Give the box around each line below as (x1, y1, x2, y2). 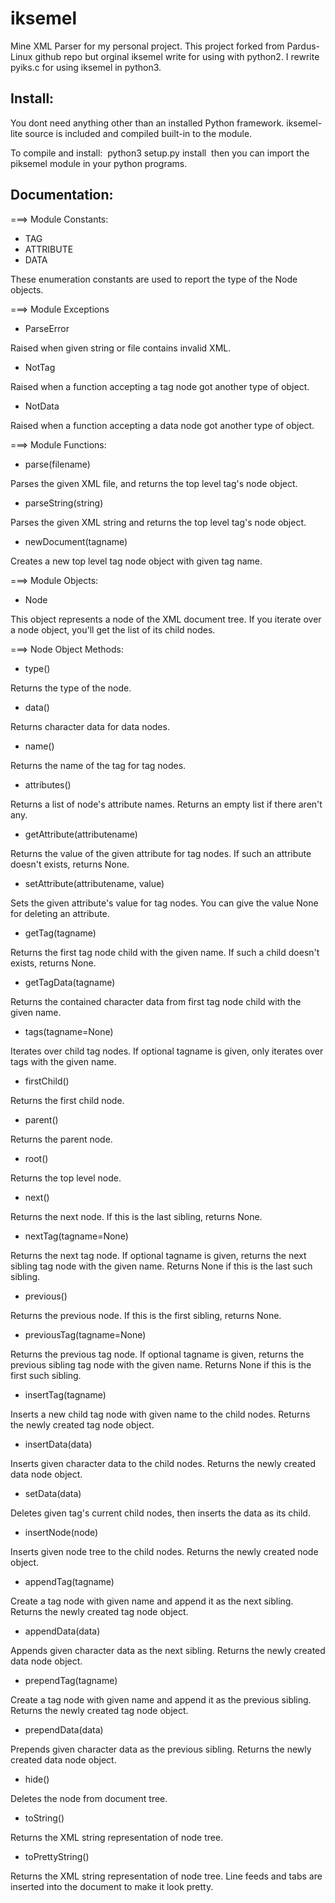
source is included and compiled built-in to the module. (24, 127, 253, 139)
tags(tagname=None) (24, 1025, 114, 1037)
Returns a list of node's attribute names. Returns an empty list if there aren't (10, 798, 323, 810)
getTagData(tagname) (24, 976, 116, 988)
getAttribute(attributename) (24, 828, 138, 840)
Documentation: (10, 187, 114, 204)
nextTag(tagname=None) (24, 1230, 129, 1242)
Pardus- (286, 40, 321, 52)
